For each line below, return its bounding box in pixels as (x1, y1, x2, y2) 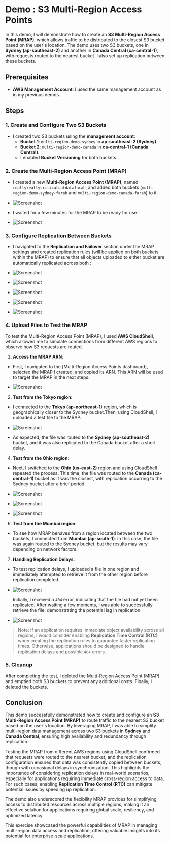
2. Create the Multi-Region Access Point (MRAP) (5, 168, 127, 175)
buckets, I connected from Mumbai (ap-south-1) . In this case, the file (12, 536, 158, 542)
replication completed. (12, 577, 60, 583)
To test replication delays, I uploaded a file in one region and (12, 566, 140, 572)
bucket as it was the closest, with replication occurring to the (35, 476, 162, 482)
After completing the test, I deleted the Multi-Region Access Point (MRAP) (5, 673, 160, 679)
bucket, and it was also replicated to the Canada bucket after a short (12, 440, 156, 446)
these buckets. (5, 58, 37, 64)
